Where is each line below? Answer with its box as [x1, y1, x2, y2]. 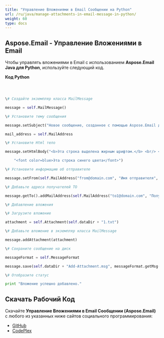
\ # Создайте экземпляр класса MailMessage [5, 96, 93, 102]
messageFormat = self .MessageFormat [5, 255, 80, 260]
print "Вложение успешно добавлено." [5, 281, 82, 286]
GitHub [12, 323, 27, 329]
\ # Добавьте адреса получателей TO [5, 184, 78, 190]
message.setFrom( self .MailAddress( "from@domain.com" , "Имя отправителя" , [5, 175, 159, 181]
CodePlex [12, 328, 32, 334]
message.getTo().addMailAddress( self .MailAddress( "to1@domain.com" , [5, 193, 147, 198]
